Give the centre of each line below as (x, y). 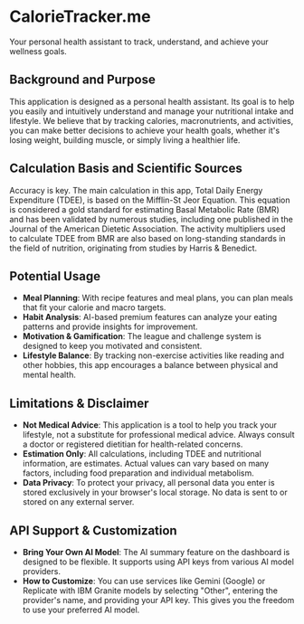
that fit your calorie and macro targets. (94, 307)
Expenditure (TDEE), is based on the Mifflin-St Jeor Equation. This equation (150, 200)
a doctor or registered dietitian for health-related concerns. (133, 444)
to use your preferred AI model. (81, 610)
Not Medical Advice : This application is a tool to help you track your (150, 425)
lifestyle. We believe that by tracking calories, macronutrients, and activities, (152, 120)
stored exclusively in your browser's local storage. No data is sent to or (155, 492)
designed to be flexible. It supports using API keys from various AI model (158, 562)
